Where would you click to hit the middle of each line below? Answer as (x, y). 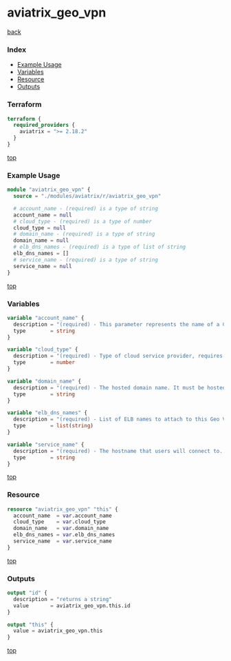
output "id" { (27, 593)
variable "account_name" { (46, 318)
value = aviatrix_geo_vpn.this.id (72, 606)
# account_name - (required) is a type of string (86, 208)
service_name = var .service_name (63, 541)
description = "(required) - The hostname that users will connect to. (118, 451)
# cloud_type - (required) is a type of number (83, 221)
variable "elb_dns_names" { (47, 413)
